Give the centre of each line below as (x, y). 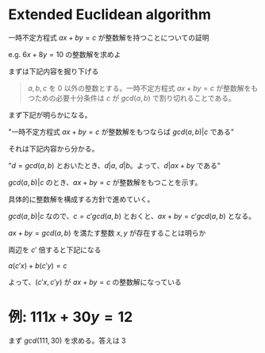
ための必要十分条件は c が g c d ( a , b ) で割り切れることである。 (135, 98)
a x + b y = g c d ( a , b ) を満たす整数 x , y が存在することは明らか (107, 232)
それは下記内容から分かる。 (54, 148)
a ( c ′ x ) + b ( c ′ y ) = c (38, 265)
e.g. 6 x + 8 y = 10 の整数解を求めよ (65, 54)
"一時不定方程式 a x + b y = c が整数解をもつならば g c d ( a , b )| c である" (121, 132)
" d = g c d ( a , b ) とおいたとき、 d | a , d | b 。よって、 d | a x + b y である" (114, 165)
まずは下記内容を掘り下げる (54, 71)
